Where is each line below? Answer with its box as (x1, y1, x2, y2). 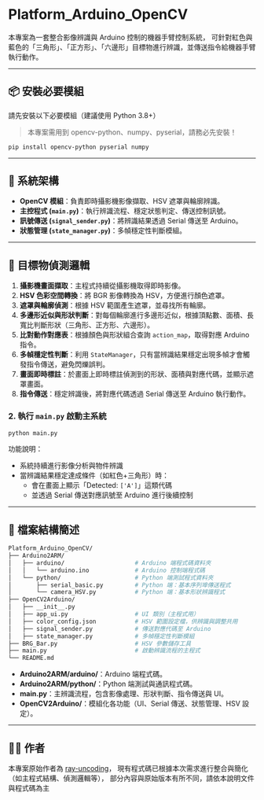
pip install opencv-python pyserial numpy (8, 143, 149, 151)
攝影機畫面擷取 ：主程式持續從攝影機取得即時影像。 (19, 281, 185, 290)
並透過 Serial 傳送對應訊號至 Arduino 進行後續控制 (31, 490, 194, 500)
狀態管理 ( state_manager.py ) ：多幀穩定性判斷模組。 (19, 226, 187, 235)
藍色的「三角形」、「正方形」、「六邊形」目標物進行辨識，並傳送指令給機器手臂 (8, 42, 256, 52)
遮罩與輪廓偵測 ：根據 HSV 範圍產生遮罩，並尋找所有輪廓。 (19, 300, 211, 310)
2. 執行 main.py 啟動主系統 (8, 411, 108, 422)
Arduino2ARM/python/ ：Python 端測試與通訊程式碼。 (19, 679, 197, 689)
